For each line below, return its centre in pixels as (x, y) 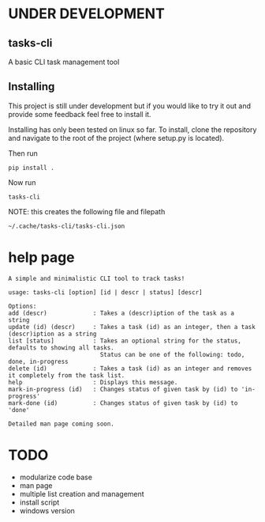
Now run (22, 182)
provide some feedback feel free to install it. (80, 114)
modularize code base (56, 477)
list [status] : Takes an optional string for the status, (125, 341)
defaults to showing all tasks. (61, 348)
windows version (47, 510)
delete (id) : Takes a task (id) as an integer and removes (130, 369)
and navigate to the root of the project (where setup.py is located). (116, 138)
